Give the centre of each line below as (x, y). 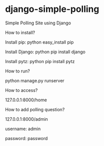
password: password (26, 138)
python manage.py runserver (35, 80)
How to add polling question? (35, 109)
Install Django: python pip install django (45, 52)
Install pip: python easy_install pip (39, 42)
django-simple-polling (52, 9)
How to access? (22, 90)
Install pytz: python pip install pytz (40, 61)
